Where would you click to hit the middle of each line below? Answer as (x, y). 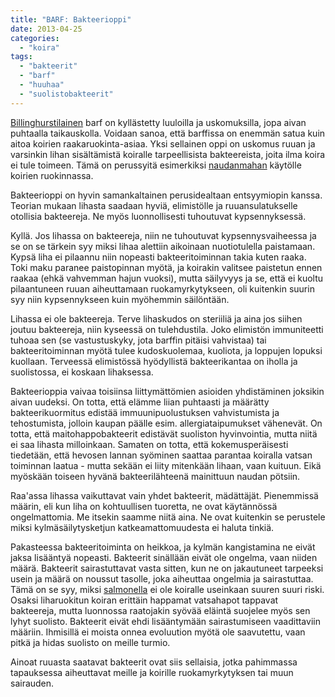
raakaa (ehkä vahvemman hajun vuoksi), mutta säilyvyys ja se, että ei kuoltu (167, 278)
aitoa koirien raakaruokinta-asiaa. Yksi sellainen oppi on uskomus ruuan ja (163, 143)
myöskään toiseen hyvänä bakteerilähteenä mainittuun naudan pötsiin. (155, 476)
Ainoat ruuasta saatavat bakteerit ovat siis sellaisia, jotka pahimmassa (154, 662)
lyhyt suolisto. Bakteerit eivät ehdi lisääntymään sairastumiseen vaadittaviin (165, 621)
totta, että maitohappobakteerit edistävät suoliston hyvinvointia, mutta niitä (164, 433)
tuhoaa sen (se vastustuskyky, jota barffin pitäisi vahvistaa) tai (138, 340)
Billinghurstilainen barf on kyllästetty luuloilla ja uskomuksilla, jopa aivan (158, 122)
